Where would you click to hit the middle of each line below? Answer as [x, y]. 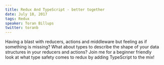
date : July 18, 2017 [26, 14]
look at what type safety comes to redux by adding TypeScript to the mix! [80, 57]
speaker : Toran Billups [30, 23]
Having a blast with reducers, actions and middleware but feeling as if [76, 42]
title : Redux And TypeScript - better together [55, 10]
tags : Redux [17, 19]
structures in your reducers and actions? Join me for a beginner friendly [78, 52]
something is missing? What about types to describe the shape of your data [82, 47]
